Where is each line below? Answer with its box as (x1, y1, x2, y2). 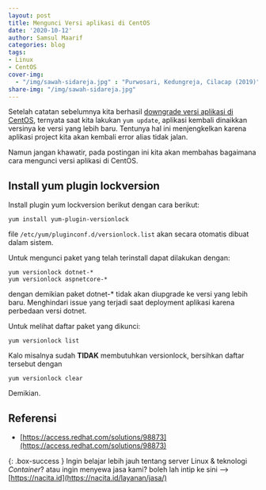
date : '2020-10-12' (8, 26, 73, 34)
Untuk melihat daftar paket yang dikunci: (8, 322, 141, 331)
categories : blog (8, 41, 66, 49)
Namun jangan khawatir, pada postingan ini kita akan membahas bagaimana (8, 147, 256, 157)
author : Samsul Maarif (8, 33, 83, 42)
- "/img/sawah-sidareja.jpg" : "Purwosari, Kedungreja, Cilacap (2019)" (15, 78, 260, 86)
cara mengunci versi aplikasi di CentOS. (8, 156, 139, 166)
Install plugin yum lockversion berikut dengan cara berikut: (8, 200, 200, 210)
